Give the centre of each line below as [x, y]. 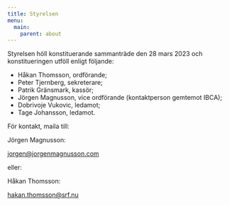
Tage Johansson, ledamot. [56, 113]
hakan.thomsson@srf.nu [43, 195]
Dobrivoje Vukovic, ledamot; [59, 105]
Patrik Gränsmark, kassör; [56, 90]
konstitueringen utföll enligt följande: [61, 62]
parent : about [41, 34]
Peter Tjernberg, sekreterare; [60, 83]
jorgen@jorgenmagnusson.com [53, 154]
